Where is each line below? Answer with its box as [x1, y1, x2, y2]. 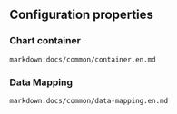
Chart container [9, 34, 82, 47]
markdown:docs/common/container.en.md [9, 54, 156, 64]
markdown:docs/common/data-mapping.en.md [9, 96, 169, 105]
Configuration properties [9, 7, 154, 23]
